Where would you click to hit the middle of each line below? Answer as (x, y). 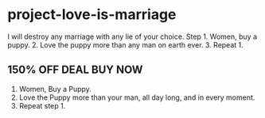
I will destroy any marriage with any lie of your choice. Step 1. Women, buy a (132, 36)
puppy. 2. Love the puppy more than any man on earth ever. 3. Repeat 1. (125, 44)
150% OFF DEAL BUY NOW (75, 70)
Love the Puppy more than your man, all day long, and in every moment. (137, 97)
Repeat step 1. (42, 105)
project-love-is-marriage (92, 15)
